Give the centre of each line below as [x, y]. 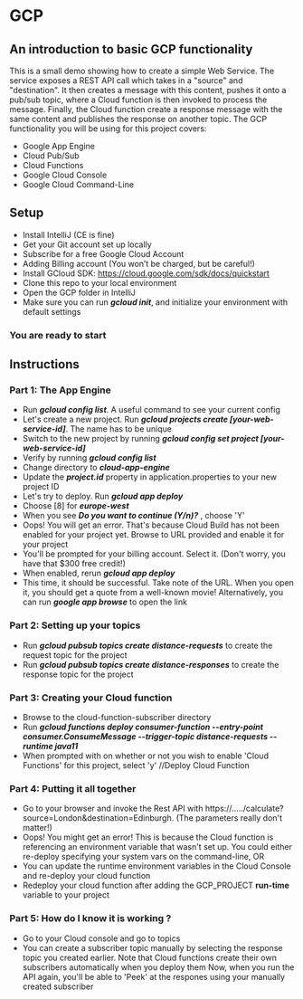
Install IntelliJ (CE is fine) [68, 234]
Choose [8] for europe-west [76, 506]
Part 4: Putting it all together [73, 788]
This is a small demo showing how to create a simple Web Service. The [142, 71]
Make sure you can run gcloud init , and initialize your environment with [155, 302]
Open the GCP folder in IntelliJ [79, 292]
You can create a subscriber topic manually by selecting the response [152, 947]
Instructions [44, 364]
